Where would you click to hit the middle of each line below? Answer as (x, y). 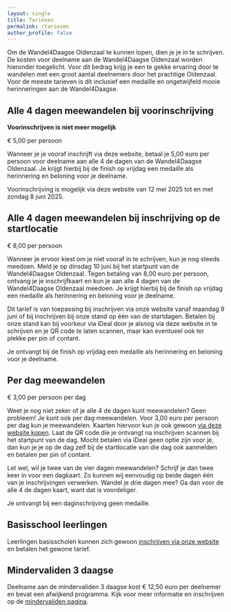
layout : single (29, 13)
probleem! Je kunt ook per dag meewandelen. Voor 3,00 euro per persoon (113, 418)
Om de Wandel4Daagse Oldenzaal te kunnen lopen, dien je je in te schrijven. (116, 52)
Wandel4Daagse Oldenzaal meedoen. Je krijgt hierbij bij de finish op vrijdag (115, 288)
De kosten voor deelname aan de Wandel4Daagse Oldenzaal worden (105, 60)
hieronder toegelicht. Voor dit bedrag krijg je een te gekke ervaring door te (113, 67)
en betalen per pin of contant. (49, 454)
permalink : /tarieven (38, 26)
